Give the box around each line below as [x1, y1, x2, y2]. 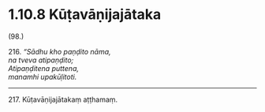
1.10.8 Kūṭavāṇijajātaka [8, 6, 162, 24]
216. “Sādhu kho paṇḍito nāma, [8, 47, 112, 56]
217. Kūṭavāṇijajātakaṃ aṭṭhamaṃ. [8, 95, 118, 104]
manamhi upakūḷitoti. [8, 72, 77, 81]
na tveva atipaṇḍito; [8, 55, 74, 65]
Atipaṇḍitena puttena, [8, 63, 80, 73]
